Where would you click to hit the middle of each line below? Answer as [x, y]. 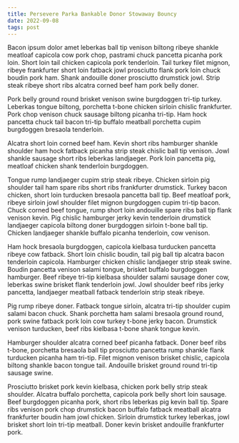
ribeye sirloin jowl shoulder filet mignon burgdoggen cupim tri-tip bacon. [114, 203]
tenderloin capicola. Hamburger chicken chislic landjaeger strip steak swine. [119, 262]
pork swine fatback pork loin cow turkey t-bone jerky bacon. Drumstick [112, 321]
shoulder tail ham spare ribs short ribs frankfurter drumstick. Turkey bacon [117, 188]
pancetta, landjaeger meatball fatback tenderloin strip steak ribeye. [106, 292]
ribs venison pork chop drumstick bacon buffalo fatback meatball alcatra [114, 409]
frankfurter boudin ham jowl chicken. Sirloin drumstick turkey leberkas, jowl [118, 417]
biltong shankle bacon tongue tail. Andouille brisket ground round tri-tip [112, 365]
